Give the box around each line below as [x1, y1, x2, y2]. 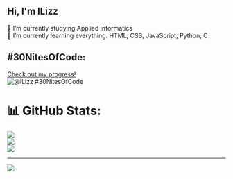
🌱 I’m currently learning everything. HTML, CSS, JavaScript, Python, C [7, 31, 208, 40]
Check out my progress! [7, 69, 76, 78]
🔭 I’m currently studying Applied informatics [7, 24, 133, 32]
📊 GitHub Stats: [7, 103, 102, 119]
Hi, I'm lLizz [7, 6, 59, 17]
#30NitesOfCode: [7, 51, 86, 63]
